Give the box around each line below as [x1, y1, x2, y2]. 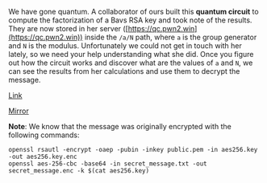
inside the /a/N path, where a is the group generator [84, 32, 257, 42]
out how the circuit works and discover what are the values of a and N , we [8, 58, 253, 67]
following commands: [8, 130, 80, 140]
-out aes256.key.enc [8, 152, 78, 161]
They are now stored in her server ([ [8, 24, 129, 33]
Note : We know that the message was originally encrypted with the [8, 122, 232, 131]
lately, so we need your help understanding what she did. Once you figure [8, 50, 254, 59]
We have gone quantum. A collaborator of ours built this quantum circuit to [8, 7, 260, 16]
